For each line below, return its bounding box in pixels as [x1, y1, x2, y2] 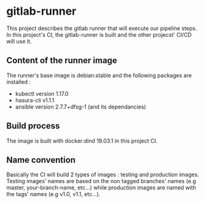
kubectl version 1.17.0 [15, 90, 69, 97]
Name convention [6, 154, 75, 165]
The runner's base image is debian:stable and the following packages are [6, 72, 192, 79]
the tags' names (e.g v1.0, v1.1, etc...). [6, 191, 101, 198]
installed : [6, 78, 31, 85]
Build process [6, 121, 60, 131]
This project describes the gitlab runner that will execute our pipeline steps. [6, 25, 198, 32]
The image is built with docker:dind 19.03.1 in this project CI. [6, 137, 158, 145]
